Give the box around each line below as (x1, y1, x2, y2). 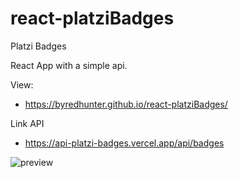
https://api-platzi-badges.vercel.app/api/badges (24, 137, 225, 149)
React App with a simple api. (10, 59, 128, 71)
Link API (10, 117, 45, 129)
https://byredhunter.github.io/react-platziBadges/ (24, 98, 228, 110)
